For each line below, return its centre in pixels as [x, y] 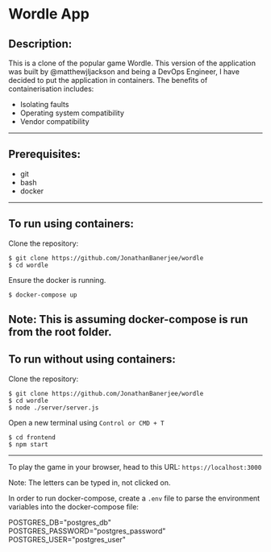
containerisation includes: [51, 89]
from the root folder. [60, 332]
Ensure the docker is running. [57, 280]
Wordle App [49, 14]
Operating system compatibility [72, 113]
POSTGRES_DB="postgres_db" [60, 522]
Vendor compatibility [55, 121]
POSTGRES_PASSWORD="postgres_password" [87, 531]
